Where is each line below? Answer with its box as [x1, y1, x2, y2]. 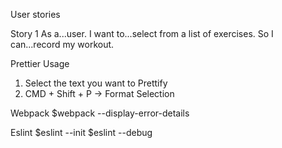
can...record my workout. [10, 39, 115, 50]
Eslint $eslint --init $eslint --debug [10, 127, 153, 138]
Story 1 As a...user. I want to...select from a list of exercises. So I [10, 28, 274, 39]
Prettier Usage [10, 58, 70, 69]
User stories [10, 9, 61, 20]
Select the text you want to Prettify [24, 77, 168, 89]
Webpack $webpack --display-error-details [10, 107, 190, 119]
